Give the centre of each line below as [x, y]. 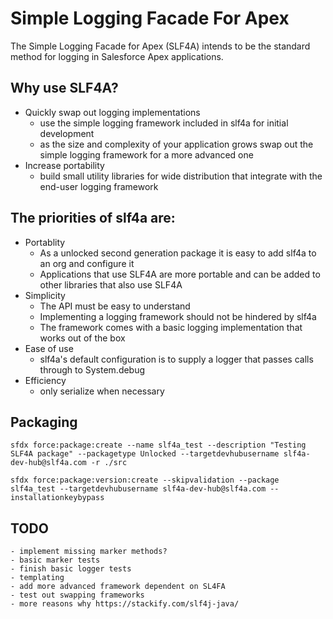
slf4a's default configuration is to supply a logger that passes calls [176, 359]
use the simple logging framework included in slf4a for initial [164, 123]
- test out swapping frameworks [77, 595]
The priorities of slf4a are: [93, 218]
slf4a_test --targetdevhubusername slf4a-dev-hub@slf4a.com [138, 489]
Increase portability [64, 165]
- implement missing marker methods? [89, 552]
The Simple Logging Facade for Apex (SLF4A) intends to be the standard [160, 46]
